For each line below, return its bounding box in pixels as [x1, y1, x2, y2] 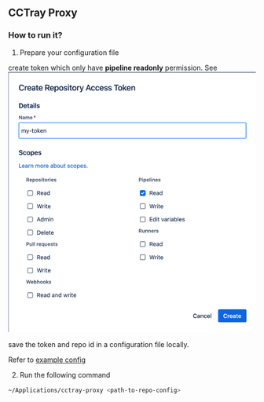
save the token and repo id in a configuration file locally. [8, 340, 190, 349]
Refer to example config [8, 355, 86, 364]
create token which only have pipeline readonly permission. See [8, 63, 218, 72]
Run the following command [19, 371, 111, 380]
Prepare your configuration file [19, 47, 119, 57]
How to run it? [8, 30, 63, 41]
